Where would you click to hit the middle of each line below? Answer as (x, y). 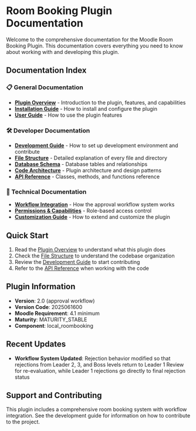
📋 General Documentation (45, 87)
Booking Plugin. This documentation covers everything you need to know (95, 46)
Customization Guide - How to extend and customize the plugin (92, 217)
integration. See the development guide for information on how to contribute (98, 416)
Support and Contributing (54, 396)
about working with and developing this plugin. (62, 52)
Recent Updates (36, 344)
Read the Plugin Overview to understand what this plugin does (90, 250)
